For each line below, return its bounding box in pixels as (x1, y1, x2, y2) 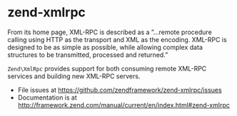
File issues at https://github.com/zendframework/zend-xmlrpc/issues (17, 85, 223, 94)
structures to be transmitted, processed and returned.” (7, 51, 168, 59)
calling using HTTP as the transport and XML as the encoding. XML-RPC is (7, 35, 227, 43)
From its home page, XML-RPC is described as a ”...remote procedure (7, 28, 212, 36)
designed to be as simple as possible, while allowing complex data (7, 43, 203, 51)
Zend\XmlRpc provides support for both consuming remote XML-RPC (7, 64, 207, 73)
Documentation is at (17, 93, 77, 102)
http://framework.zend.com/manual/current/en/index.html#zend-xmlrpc (17, 100, 230, 109)
